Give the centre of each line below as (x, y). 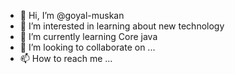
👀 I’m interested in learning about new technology (122, 26)
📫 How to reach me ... (66, 58)
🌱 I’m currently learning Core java (88, 36)
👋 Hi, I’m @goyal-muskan (72, 15)
